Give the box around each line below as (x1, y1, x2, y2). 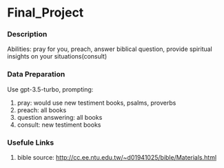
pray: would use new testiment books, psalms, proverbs (17, 98, 176, 107)
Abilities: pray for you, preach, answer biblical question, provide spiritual (7, 45, 212, 53)
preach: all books (17, 105, 67, 114)
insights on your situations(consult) (7, 52, 108, 61)
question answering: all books (17, 113, 103, 121)
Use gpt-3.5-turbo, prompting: (7, 85, 94, 94)
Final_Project (7, 5, 84, 21)
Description (7, 30, 48, 39)
